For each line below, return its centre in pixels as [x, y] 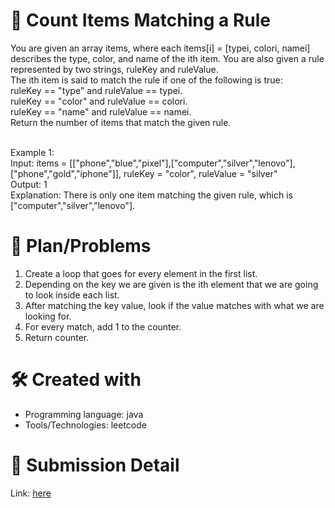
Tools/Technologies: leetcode [85, 425]
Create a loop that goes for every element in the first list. [141, 273]
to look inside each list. [72, 295]
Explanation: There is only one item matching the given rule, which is [151, 195]
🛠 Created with [76, 380]
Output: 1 [29, 184]
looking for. [48, 316]
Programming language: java [84, 414]
